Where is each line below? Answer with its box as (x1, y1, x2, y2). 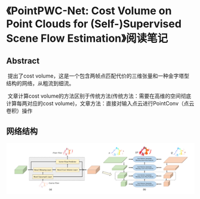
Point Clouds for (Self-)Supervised (6, 17, 182, 31)
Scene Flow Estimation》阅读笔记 (6, 32, 168, 45)
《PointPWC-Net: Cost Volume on (6, 4, 172, 18)
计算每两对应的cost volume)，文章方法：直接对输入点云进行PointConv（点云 (6, 100, 195, 107)
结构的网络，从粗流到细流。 (6, 80, 75, 86)
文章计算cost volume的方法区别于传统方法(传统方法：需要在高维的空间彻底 (7, 92, 192, 99)
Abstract (6, 55, 40, 66)
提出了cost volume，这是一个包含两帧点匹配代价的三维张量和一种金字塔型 (7, 72, 190, 79)
